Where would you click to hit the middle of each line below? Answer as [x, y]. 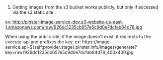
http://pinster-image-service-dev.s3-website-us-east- [68, 22]
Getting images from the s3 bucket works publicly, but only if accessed [85, 7]
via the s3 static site [33, 12]
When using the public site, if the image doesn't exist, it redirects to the [78, 37]
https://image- [97, 42]
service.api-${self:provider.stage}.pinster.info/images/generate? [71, 47]
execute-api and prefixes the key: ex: [43, 42]
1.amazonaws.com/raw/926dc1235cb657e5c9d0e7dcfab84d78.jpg [74, 27]
